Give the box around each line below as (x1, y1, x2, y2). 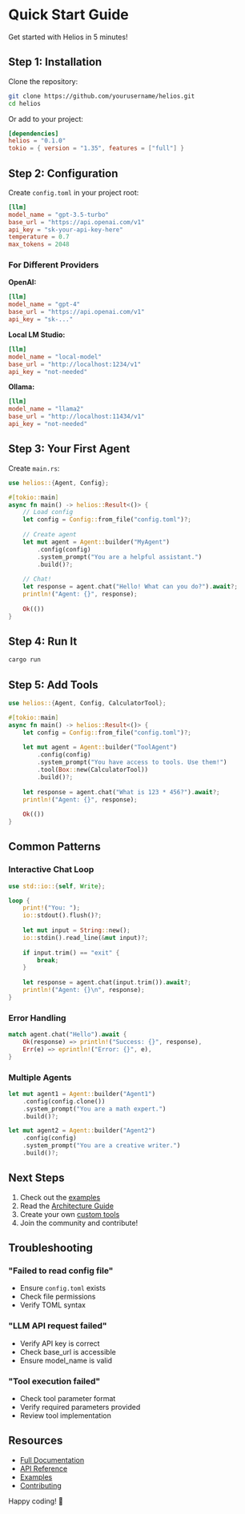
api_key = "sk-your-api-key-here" (8, 226, 124, 234)
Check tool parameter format (19, 1394, 116, 1404)
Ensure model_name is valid (19, 1355, 113, 1365)
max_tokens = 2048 (8, 240, 70, 249)
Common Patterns (8, 840, 102, 853)
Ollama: (8, 382, 35, 392)
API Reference (19, 1464, 68, 1473)
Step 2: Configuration (8, 167, 118, 180)
